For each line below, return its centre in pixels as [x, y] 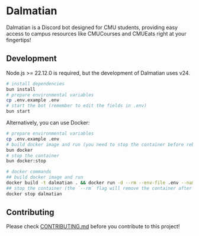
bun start [18, 111]
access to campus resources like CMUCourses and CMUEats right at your [96, 33]
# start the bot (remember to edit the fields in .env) [76, 106]
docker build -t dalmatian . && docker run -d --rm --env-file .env [92, 183]
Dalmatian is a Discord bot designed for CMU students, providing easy [92, 27]
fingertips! [19, 40]
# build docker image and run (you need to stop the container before [95, 144]
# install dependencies [36, 84]
